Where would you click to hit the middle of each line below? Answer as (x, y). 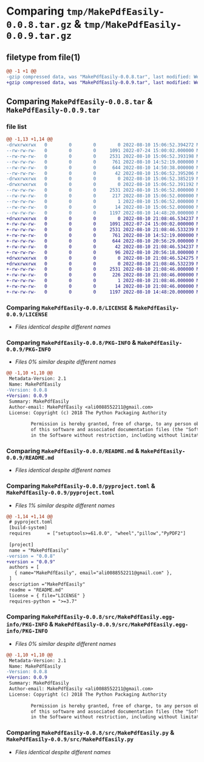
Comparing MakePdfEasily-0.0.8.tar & (80, 102)
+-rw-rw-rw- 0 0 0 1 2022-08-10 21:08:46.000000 (100, 281)
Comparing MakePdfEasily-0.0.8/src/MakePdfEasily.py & (90, 733)
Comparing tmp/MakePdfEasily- (86, 11)
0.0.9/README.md (30, 458)
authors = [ (24, 567)
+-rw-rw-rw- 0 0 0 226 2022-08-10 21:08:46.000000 (100, 275)
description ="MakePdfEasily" (47, 584)
